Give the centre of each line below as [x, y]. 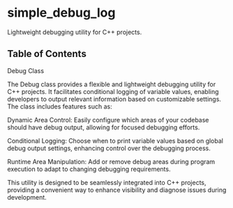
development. [27, 197]
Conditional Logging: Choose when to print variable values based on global [115, 141]
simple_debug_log [61, 13]
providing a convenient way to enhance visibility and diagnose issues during [117, 190]
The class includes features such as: [60, 106]
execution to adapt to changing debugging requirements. [89, 169]
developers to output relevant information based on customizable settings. [114, 99]
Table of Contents [47, 54]
